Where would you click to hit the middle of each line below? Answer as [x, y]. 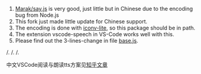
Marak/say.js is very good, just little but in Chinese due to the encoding [104, 9]
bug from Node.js [37, 15]
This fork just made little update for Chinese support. [81, 21]
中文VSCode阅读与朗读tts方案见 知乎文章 [57, 65]
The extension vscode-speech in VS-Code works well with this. [95, 34]
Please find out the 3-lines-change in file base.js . [77, 41]
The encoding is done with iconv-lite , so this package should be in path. [105, 28]
